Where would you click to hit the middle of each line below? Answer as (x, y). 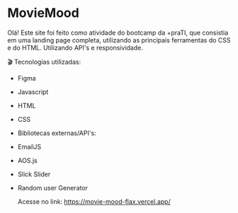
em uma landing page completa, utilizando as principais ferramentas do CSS (119, 40)
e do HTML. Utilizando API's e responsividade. (75, 47)
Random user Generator (53, 188)
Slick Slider (34, 174)
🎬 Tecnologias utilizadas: (44, 62)
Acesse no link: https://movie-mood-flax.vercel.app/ (94, 201)
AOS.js (27, 160)
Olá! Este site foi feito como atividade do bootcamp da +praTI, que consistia (118, 33)
